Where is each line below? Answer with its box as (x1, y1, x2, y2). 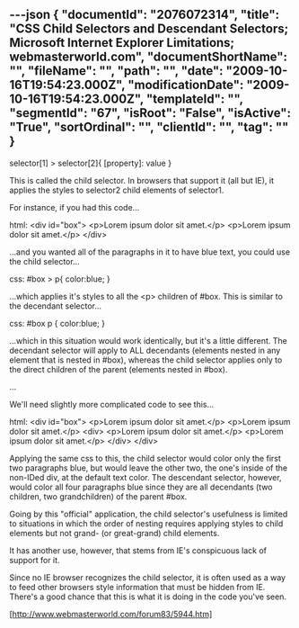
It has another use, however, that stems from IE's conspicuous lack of (9, 544, 268, 556)
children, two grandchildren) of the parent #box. (9, 490, 188, 502)
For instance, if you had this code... (9, 202, 140, 212)
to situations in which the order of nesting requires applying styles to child (9, 517, 284, 529)
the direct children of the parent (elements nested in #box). (9, 363, 228, 374)
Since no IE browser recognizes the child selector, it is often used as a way (9, 571, 286, 583)
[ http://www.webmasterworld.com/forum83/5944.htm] (9, 608, 213, 619)
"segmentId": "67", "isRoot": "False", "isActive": (9, 105, 292, 121)
